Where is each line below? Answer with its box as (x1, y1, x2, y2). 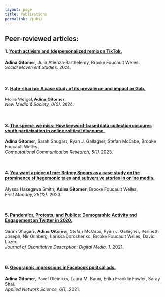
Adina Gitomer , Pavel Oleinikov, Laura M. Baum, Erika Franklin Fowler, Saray (5, 275, 160, 281)
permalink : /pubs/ (5, 16, 43, 21)
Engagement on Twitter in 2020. (5, 217, 73, 223)
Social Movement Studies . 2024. (5, 65, 71, 70)
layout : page (5, 7, 32, 12)
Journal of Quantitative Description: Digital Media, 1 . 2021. (5, 244, 124, 250)
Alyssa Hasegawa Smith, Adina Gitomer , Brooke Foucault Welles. (5, 186, 138, 192)
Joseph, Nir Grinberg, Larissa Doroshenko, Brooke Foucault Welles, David (5, 233, 155, 239)
